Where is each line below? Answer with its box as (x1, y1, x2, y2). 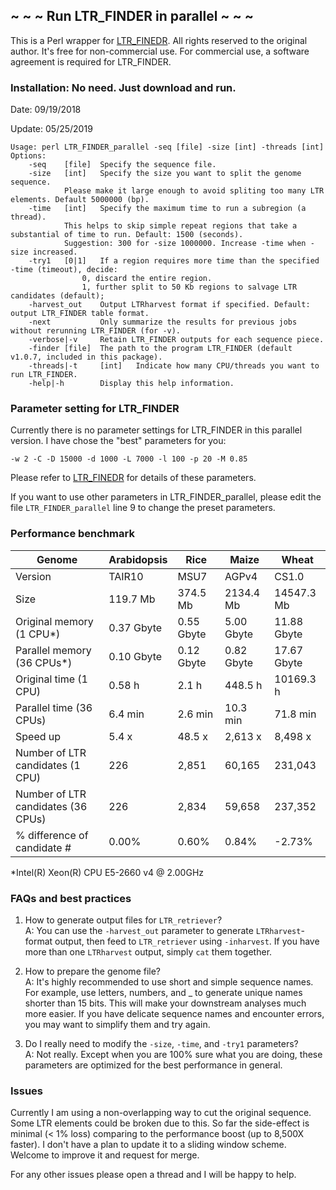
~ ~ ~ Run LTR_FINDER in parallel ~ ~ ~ (10, 8, 255, 25)
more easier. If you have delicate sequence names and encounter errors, (24, 1008, 325, 1019)
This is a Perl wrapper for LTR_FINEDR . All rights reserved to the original (10, 34, 308, 46)
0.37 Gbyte (108, 620, 163, 634)
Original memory (15, 614, 94, 628)
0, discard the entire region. (81, 274, 213, 284)
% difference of (15, 828, 89, 842)
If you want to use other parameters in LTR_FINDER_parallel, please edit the (10, 491, 322, 503)
